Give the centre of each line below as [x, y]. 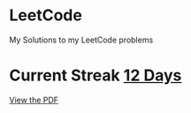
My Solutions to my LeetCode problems [81, 40]
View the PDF [34, 100]
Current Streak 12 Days [95, 75]
